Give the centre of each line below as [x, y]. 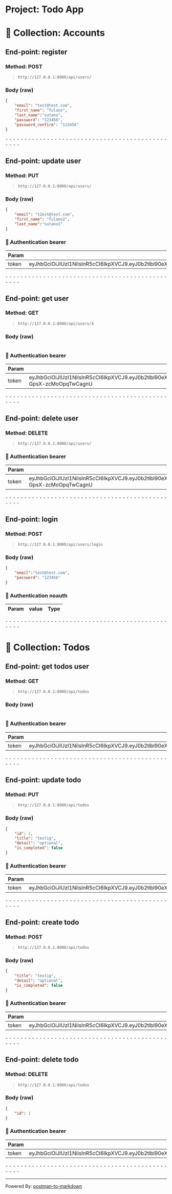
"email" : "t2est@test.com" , [44, 214]
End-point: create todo [42, 922]
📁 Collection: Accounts [55, 33]
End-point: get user [37, 298]
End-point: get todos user [47, 666]
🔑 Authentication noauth [36, 595]
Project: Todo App [45, 10]
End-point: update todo [43, 780]
